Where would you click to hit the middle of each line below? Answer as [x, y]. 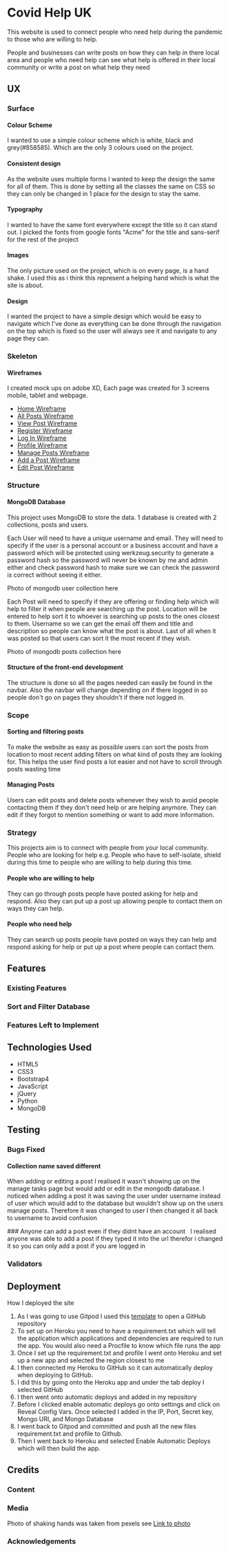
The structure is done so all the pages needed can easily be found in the [110, 682]
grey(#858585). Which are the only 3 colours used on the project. [101, 148]
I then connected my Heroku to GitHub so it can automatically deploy [115, 1367]
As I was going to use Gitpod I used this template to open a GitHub [112, 1316]
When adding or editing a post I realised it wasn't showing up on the [104, 1181]
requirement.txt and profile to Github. [70, 1434]
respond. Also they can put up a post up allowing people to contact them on [115, 901]
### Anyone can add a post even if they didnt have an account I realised [112, 1231]
